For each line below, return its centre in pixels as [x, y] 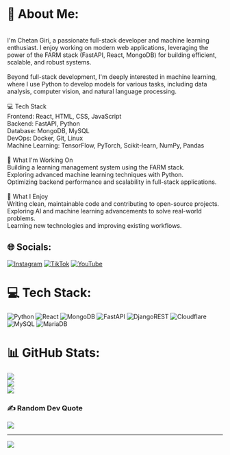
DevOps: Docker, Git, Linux [45, 138]
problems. [21, 218]
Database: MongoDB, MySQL [49, 130]
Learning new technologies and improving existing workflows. [94, 225]
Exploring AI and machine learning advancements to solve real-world [104, 211]
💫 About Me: [43, 14]
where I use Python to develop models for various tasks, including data [107, 84]
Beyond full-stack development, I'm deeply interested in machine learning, [112, 77]
